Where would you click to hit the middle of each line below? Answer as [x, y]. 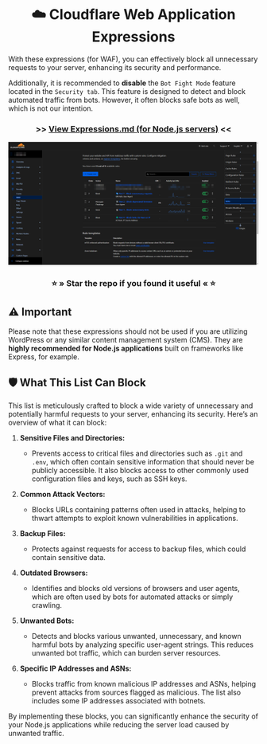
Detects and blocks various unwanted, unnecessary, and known [136, 636]
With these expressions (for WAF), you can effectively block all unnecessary [133, 59]
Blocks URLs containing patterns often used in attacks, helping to [139, 510]
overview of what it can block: [58, 423]
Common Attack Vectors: [62, 495]
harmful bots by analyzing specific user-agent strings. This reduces [143, 644]
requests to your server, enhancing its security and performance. [115, 67]
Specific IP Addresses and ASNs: [75, 668]
